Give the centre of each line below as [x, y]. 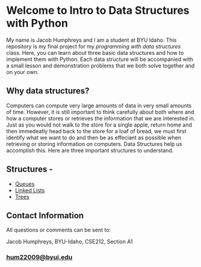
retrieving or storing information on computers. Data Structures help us [94, 144]
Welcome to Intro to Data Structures [98, 11]
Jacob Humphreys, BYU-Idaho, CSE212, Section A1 [70, 242]
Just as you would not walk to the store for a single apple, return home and [99, 125]
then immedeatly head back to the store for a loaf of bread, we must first [96, 131]
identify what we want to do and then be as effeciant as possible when [94, 137]
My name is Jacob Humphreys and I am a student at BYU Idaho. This [91, 40]
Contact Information [45, 215]
